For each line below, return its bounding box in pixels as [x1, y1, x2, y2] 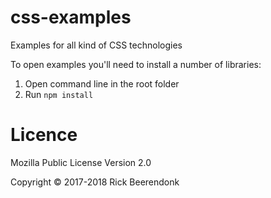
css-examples [10, 6, 132, 29]
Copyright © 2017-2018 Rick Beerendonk [10, 176, 180, 188]
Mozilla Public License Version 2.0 [10, 156, 152, 168]
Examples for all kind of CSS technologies [10, 39, 183, 51]
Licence [10, 124, 78, 146]
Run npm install [24, 88, 94, 100]
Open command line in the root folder [24, 77, 180, 90]
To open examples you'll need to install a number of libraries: [10, 58, 262, 70]
